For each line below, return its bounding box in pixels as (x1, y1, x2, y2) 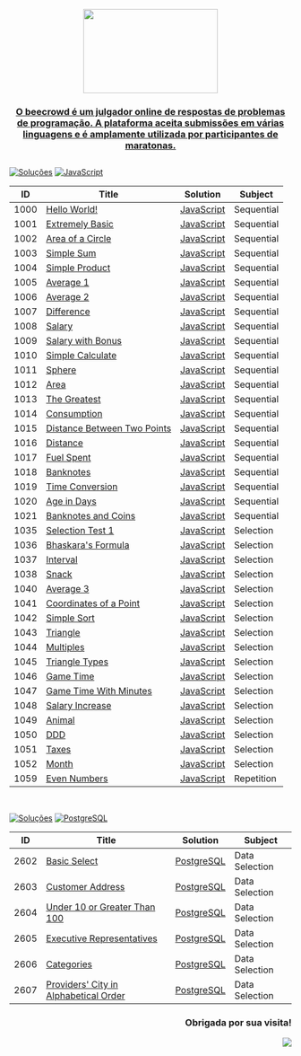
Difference (46, 305, 91, 318)
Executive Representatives (46, 932, 159, 945)
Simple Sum (46, 247, 97, 260)
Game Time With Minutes (46, 685, 152, 698)
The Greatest (46, 393, 101, 406)
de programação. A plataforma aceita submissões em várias (16, 117, 285, 129)
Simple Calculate (46, 349, 117, 362)
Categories (46, 958, 92, 971)
